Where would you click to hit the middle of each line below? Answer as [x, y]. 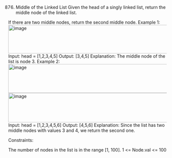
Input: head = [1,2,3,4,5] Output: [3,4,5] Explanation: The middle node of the [87, 56]
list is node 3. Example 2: [34, 61]
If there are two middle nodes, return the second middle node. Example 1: [84, 22]
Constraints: [21, 140]
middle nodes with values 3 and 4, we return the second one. [72, 130]
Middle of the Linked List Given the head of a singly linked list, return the [91, 7]
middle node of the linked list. [46, 13]
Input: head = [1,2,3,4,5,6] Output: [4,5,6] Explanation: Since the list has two [87, 125]
